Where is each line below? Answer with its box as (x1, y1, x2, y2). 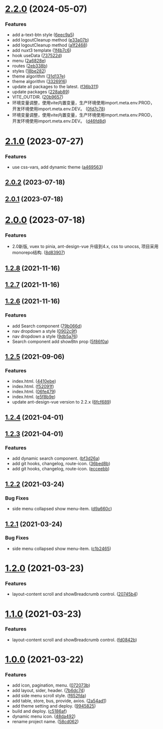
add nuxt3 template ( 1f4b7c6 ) (12, 47, 72, 53)
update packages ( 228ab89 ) (12, 89, 70, 95)
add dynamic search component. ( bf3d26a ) (12, 455, 100, 462)
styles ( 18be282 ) (12, 68, 46, 74)
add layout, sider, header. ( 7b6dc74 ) (12, 688, 85, 693)
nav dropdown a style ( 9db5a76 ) (12, 333, 78, 339)
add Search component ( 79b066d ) (12, 323, 82, 329)
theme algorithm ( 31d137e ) (12, 73, 66, 79)
